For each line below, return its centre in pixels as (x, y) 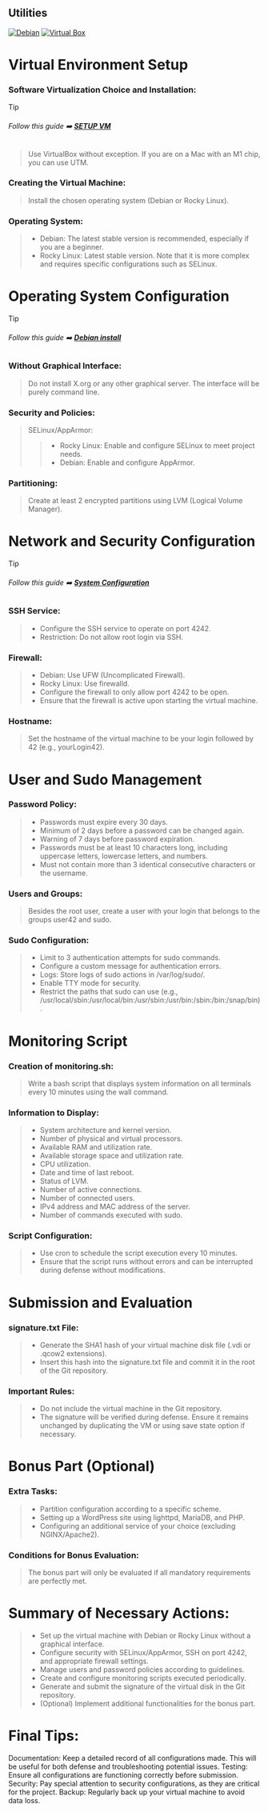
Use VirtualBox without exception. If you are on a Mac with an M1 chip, (144, 154)
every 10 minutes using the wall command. (98, 1092)
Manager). (45, 509)
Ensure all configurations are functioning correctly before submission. (123, 1774)
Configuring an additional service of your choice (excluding (138, 1526)
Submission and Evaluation (101, 1302)
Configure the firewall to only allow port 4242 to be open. (134, 692)
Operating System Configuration (119, 296)
